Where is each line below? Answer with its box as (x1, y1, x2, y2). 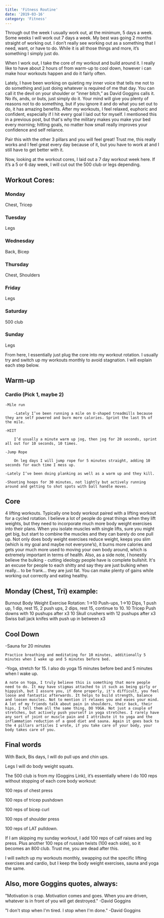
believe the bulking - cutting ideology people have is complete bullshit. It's (5, 557, 156, 563)
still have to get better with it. (5, 147, 64, 153)
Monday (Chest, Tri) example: (5, 587, 98, 595)
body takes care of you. (5, 727, 56, 732)
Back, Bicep (5, 248, 29, 254)
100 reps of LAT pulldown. (5, 825, 58, 831)
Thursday (5, 261, 29, 268)
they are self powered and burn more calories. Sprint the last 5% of (5, 415, 153, 420)
